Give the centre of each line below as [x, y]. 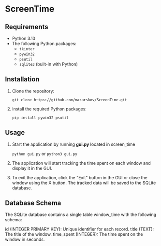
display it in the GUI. [32, 168]
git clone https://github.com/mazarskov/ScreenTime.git [69, 100]
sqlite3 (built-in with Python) [49, 64]
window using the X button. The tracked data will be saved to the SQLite [84, 183]
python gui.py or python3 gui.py [44, 154]
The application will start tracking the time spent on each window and [81, 163]
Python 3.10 [23, 38]
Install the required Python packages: [49, 109]
